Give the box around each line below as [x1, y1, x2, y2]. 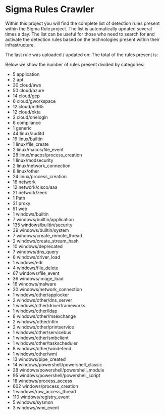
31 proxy [12, 200, 31, 206]
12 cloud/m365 [12, 103, 44, 109]
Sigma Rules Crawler [5, 4, 94, 15]
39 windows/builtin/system [12, 227, 69, 233]
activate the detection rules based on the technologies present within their [5, 36, 160, 43]
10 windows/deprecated [12, 243, 63, 249]
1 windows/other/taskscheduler [12, 340, 78, 346]
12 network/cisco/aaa [12, 184, 58, 190]
